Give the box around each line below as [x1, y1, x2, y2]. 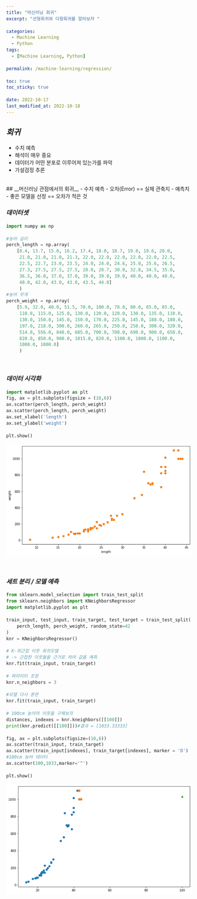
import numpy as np [6, 223, 54, 229]
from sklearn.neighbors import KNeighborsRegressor [6, 598, 136, 604]
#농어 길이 [6, 235, 28, 242]
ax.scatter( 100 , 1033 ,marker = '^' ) [6, 761, 88, 767]
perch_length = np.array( [6, 242, 70, 248]
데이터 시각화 [6, 374, 41, 383]
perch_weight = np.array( [6, 298, 70, 304]
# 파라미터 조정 [6, 673, 39, 679]
